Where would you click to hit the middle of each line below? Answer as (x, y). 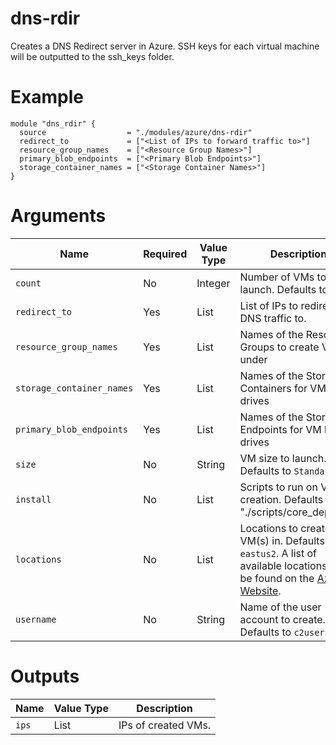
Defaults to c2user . (283, 632)
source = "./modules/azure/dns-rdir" (136, 132)
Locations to (269, 528)
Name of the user (280, 607)
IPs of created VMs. (165, 725)
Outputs (45, 676)
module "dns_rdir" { (53, 123)
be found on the (277, 578)
